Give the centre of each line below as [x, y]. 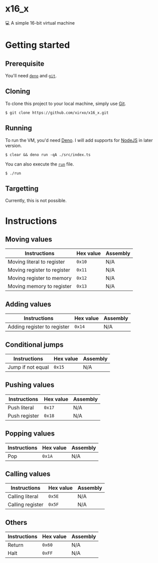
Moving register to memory [40, 278]
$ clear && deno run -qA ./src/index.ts [48, 155]
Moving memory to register [40, 287]
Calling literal [23, 496]
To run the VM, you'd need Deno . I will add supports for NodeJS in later [79, 140]
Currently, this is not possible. [36, 201]
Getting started [38, 45]
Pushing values [30, 385]
